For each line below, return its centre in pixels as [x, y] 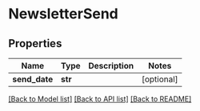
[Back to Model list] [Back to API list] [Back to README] [100, 99]
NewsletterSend [63, 14]
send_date [33, 79]
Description [111, 66]
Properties [35, 44]
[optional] [160, 79]
